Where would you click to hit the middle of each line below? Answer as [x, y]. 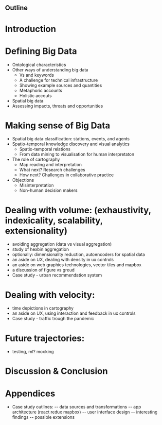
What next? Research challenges [52, 170]
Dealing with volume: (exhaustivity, [78, 210]
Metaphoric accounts [41, 90]
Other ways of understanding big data [50, 69]
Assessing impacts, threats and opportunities [57, 106]
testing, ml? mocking [33, 352]
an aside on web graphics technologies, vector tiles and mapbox [77, 265]
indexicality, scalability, [54, 220]
